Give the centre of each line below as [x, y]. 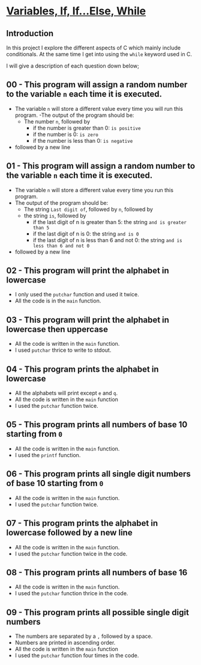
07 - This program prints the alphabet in [82, 523]
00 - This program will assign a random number [97, 85]
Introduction [30, 33]
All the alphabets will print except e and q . [66, 393]
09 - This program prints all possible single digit [97, 612]
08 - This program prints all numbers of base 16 [97, 573]
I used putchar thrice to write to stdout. [63, 350]
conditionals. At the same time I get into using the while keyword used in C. [99, 54]
